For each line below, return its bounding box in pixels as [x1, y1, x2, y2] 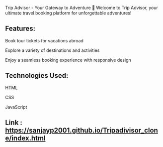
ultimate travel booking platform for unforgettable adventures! [5, 10, 132, 16]
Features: [5, 24, 36, 33]
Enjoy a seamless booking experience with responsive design [5, 57, 131, 63]
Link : [5, 119, 22, 127]
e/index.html [5, 134, 46, 143]
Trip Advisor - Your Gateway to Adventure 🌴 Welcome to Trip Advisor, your [5, 5, 158, 10]
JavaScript [5, 104, 27, 110]
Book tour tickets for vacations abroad [5, 37, 83, 43]
